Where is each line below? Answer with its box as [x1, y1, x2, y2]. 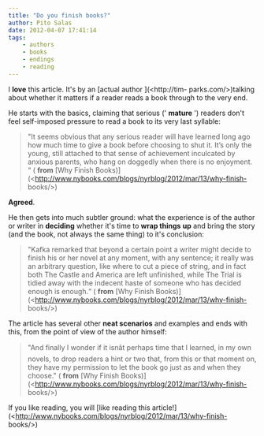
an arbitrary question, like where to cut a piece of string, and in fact [27, 261, 247, 270]
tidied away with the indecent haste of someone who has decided [27, 278, 242, 288]
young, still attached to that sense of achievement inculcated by [27, 148, 236, 158]
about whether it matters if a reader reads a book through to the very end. [8, 92, 248, 102]
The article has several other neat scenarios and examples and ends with [8, 319, 248, 328]
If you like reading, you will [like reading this [8, 403, 151, 412]
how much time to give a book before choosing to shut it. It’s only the [27, 140, 252, 150]
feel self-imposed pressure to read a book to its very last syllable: [8, 116, 221, 126]
